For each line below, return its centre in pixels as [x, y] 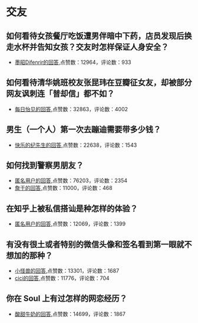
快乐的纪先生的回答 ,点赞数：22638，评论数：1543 [76, 145]
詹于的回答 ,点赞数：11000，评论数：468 [64, 188]
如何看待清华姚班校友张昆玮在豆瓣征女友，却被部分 [99, 83]
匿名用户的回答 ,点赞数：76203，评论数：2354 [71, 180]
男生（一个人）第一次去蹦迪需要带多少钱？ [83, 130]
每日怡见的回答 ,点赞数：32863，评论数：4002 [71, 109]
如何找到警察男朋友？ [45, 165]
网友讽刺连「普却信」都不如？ [60, 94]
